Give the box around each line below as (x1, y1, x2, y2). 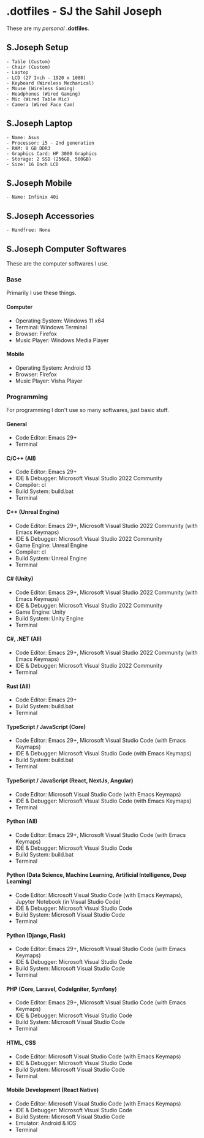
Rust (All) (6, 682, 31, 690)
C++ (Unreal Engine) (6, 508, 60, 516)
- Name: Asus (6, 134, 40, 140)
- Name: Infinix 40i (6, 194, 59, 200)
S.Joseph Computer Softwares (6, 243, 127, 254)
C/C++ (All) (6, 454, 37, 462)
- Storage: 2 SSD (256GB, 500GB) (6, 156, 92, 162)
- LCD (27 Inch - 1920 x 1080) (6, 75, 86, 81)
